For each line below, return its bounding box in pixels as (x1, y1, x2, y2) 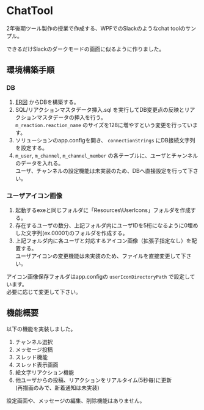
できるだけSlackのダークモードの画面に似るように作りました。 (6, 45, 165, 53)
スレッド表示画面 (15, 361, 59, 368)
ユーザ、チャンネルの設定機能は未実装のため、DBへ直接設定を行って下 (15, 167, 194, 174)
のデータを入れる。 (15, 159, 64, 167)
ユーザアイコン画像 (6, 191, 63, 200)
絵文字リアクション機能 (15, 368, 75, 376)
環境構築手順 (6, 65, 55, 75)
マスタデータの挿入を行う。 (36, 114, 106, 121)
